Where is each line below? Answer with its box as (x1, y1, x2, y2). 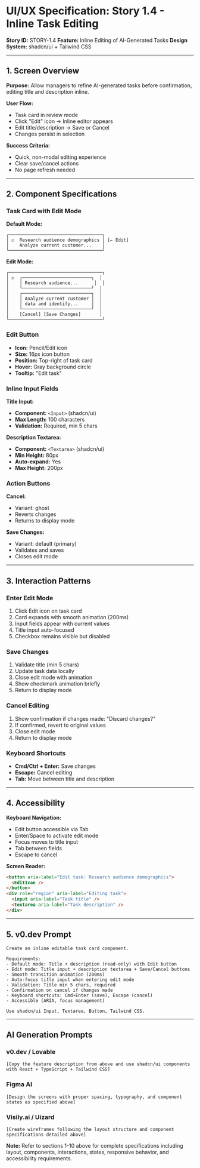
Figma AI (6, 1080, 33, 1089)
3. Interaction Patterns (6, 576, 91, 586)
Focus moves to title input (14, 838, 79, 846)
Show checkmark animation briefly (14, 680, 101, 687)
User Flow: (6, 100, 34, 107)
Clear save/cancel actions (14, 159, 79, 167)
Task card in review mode (14, 111, 79, 118)
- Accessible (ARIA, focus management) (6, 997, 105, 1004)
